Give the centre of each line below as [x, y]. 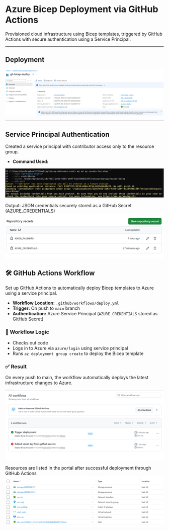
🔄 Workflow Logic [27, 332]
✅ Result [16, 367]
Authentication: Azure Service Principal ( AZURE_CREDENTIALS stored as [85, 313]
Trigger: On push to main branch [46, 308]
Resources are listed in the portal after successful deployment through [78, 468]
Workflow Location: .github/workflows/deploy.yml [66, 303]
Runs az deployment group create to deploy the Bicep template [78, 353]
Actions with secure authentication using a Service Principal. [68, 39]
